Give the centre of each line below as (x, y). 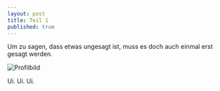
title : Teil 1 (28, 20)
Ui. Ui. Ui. (21, 81)
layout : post (26, 14)
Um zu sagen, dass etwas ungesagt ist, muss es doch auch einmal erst (110, 47)
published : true (31, 27)
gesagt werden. (30, 54)
